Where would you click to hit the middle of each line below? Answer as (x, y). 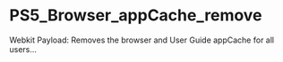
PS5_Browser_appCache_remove (136, 15)
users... (23, 49)
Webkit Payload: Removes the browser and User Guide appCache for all (142, 40)
